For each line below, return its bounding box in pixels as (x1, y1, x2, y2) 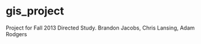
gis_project (6, 4, 64, 18)
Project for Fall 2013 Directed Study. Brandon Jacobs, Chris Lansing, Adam (6, 24, 195, 31)
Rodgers (6, 30, 28, 37)
